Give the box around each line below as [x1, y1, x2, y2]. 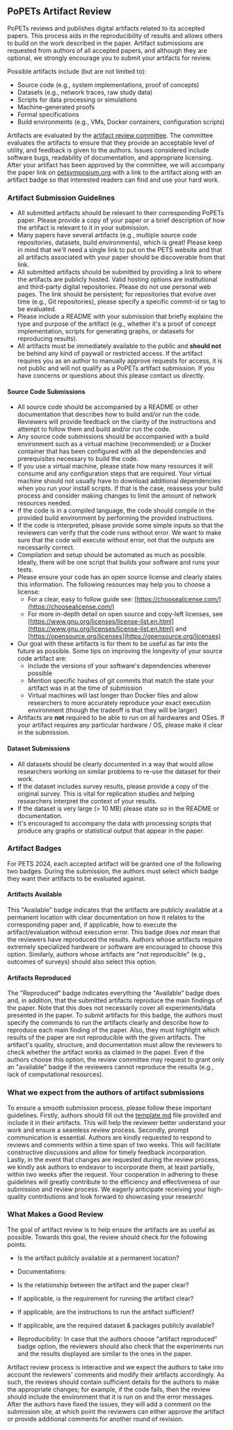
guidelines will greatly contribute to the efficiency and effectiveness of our [7, 1177, 220, 1186]
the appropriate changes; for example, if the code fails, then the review [7, 1385, 211, 1393]
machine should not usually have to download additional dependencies [17, 477, 221, 485]
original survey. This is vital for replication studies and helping [17, 789, 195, 798]
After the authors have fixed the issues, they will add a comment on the [7, 1399, 211, 1408]
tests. [17, 565, 33, 574]
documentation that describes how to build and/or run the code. [17, 410, 201, 418]
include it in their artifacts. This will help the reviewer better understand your [7, 1118, 226, 1126]
